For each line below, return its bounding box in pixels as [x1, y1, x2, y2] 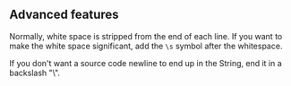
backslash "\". [9, 67, 61, 78]
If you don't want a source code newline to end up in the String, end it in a [9, 57, 282, 68]
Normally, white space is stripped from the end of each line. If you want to [9, 30, 283, 41]
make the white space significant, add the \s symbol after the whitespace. [9, 40, 283, 51]
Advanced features [9, 7, 119, 22]
